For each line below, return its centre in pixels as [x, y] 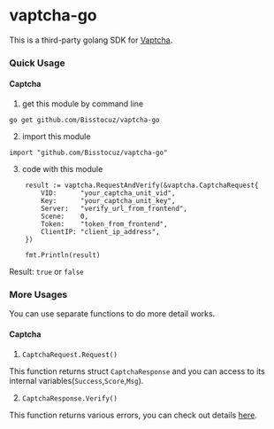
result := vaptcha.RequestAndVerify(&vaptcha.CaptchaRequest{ [142, 186]
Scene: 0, [65, 217]
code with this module [62, 169]
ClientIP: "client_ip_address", [101, 232]
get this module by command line [83, 104]
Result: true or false [46, 272]
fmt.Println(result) [63, 255]
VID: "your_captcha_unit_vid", [108, 193]
